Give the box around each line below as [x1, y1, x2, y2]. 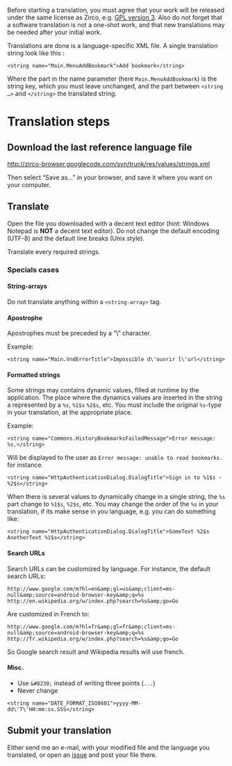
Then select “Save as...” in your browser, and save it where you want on [7, 173, 213, 182]
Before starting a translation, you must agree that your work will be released [7, 6, 224, 14]
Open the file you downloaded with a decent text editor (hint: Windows [7, 219, 210, 228]
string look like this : [7, 49, 65, 57]
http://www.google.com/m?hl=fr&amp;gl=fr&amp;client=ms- [7, 623, 176, 630]
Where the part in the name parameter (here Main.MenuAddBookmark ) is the [7, 74, 217, 83]
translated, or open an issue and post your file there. [7, 751, 158, 759]
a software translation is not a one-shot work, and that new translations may [7, 21, 225, 29]
